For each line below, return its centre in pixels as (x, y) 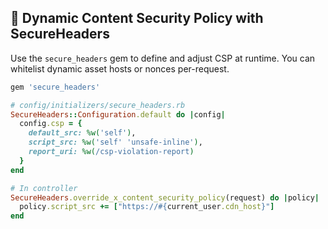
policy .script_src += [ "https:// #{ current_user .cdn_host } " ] (147, 207)
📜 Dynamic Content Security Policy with (137, 18)
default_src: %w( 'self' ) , (82, 133)
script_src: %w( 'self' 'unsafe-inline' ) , (115, 142)
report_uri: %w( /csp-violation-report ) (111, 152)
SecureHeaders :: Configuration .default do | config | (118, 114)
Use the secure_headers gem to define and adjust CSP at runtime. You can (163, 58)
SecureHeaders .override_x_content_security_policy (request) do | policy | (165, 197)
